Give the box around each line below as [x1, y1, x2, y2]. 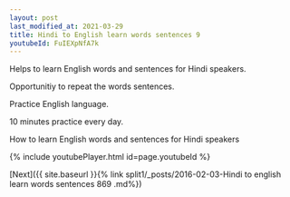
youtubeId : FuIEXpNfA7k [9, 38, 100, 48]
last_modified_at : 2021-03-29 [9, 22, 124, 31]
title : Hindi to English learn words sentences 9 [9, 30, 201, 39]
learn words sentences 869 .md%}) [9, 179, 142, 190]
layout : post [9, 13, 59, 23]
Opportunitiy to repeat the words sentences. [9, 81, 175, 92]
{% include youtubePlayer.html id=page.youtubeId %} [9, 152, 211, 163]
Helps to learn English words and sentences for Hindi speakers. [9, 64, 246, 74]
